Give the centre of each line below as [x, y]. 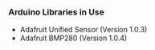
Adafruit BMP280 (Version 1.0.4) [73, 38]
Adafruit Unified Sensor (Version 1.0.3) [84, 30]
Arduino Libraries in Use [56, 12]
